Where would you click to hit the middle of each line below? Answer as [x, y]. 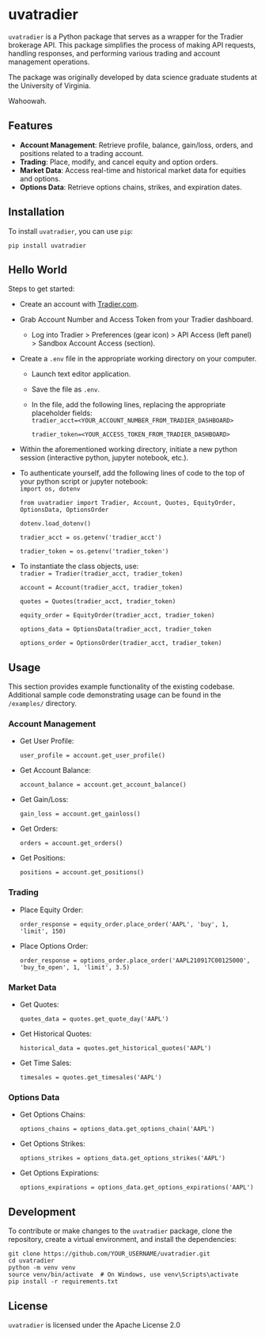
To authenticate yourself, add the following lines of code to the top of [132, 473]
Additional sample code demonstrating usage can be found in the [115, 695]
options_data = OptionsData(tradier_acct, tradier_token [115, 629]
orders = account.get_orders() [71, 843]
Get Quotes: [39, 1005]
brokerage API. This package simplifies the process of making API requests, [132, 44]
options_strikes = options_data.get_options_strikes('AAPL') [123, 1159]
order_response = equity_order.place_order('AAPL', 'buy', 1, [124, 924]
